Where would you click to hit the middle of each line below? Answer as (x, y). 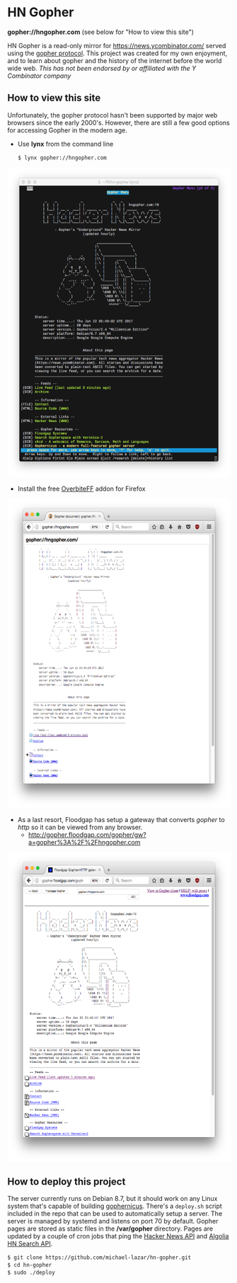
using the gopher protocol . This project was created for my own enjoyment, (117, 53)
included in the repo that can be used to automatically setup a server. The (115, 1214)
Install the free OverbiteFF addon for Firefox (82, 489)
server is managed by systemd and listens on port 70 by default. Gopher (113, 1221)
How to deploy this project (67, 1182)
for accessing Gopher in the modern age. (67, 130)
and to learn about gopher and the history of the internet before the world (115, 60)
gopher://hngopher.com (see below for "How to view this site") (101, 32)
